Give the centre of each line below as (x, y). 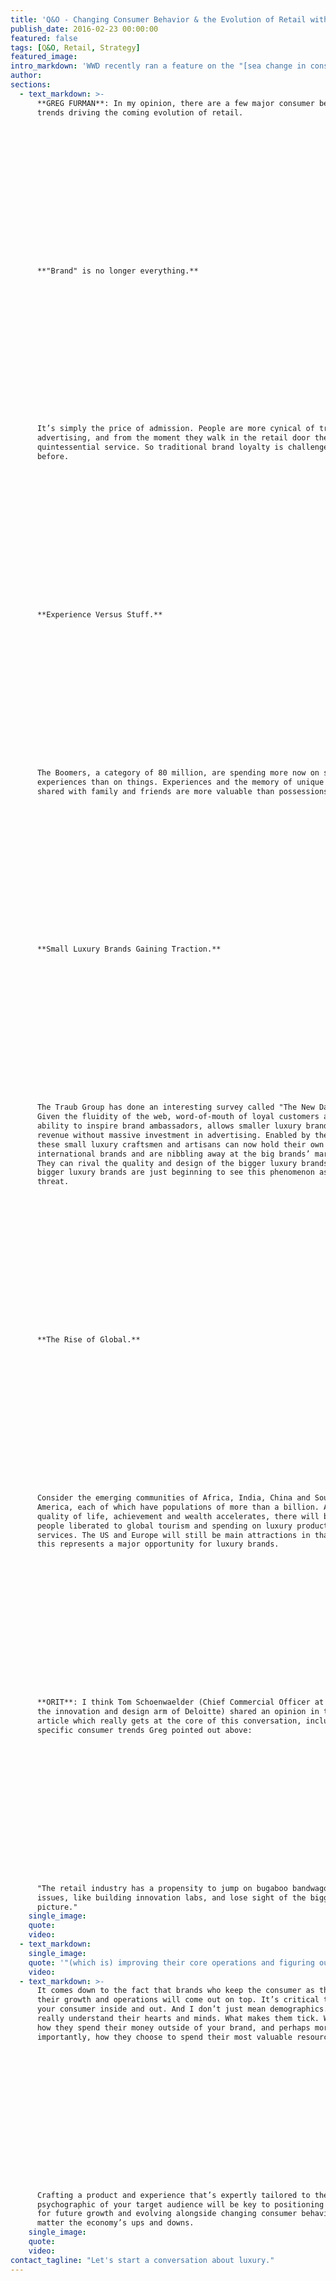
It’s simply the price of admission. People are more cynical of (175, 429)
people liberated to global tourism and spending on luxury (164, 1526)
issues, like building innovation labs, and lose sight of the (171, 1897)
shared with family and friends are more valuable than (155, 791)
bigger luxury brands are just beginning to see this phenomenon (175, 1172)
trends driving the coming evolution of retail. (140, 112)
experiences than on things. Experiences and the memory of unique (180, 782)
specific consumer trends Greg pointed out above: (144, 1730)
